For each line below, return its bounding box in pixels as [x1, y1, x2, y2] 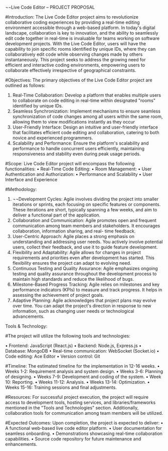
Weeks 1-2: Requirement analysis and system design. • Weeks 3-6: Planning [5, 369, 163, 374]
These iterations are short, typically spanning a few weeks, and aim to [12, 207, 157, 212]
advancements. [12, 313, 45, 319]
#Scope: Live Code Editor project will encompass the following [5, 161, 135, 166]
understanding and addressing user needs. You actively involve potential [12, 239, 163, 245]
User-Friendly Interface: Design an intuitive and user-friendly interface [12, 124, 158, 130]
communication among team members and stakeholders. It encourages [12, 223, 160, 229]
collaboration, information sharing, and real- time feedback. [12, 228, 136, 234]
